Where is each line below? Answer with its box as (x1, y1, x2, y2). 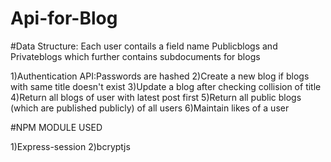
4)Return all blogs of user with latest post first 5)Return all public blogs (10, 91, 302, 103)
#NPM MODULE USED (10, 121, 103, 133)
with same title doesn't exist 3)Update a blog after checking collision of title (10, 80, 322, 92)
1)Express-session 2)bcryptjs (10, 140, 131, 152)
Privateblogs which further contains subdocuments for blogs (10, 50, 261, 62)
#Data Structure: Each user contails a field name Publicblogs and (10, 40, 278, 52)
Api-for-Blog (10, 7, 118, 30)
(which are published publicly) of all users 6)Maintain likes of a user (10, 102, 290, 114)
